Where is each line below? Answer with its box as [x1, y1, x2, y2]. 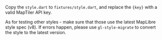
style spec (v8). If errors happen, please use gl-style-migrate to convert [5, 24, 156, 30]
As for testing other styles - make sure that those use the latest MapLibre [5, 19, 156, 25]
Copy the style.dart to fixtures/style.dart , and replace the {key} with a [5, 4, 157, 10]
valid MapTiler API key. [5, 9, 52, 15]
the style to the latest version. [5, 30, 66, 35]
